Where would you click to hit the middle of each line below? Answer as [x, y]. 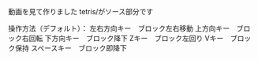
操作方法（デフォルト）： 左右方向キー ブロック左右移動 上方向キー [119, 28]
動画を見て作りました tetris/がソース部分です [81, 11]
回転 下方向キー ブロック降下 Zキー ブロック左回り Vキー [126, 38]
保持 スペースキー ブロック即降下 [71, 48]
